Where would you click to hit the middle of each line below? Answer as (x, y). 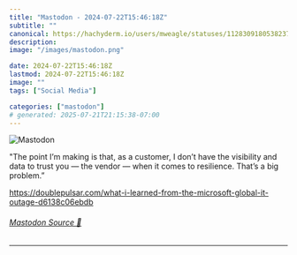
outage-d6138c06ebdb (52, 202)
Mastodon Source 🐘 (46, 222)
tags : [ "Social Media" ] (53, 90)
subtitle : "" (33, 26)
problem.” (27, 176)
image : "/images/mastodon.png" (67, 50)
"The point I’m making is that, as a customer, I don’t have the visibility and (143, 157)
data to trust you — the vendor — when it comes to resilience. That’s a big (144, 166)
